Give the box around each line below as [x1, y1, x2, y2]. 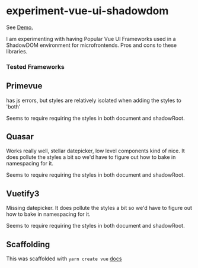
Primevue [6, 81, 43, 91]
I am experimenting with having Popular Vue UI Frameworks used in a [6, 35, 176, 42]
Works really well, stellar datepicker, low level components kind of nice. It [6, 147, 185, 155]
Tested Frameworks [6, 62, 65, 71]
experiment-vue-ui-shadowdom [6, 4, 169, 18]
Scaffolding [6, 239, 50, 250]
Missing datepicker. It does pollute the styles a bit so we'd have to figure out [6, 205, 193, 212]
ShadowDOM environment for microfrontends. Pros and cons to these [6, 42, 177, 49]
